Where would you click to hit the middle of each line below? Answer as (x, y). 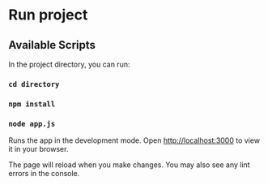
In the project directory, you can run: (69, 64)
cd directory (34, 84)
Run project (48, 15)
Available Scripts (52, 45)
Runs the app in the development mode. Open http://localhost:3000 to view (134, 140)
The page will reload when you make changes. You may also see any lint (129, 165)
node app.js (32, 124)
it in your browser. (38, 149)
